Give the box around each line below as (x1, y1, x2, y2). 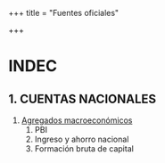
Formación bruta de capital (34, 143, 135, 154)
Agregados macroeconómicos (21, 115, 133, 126)
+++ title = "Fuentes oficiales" (8, 8, 120, 18)
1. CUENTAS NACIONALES (8, 91, 157, 106)
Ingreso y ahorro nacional (34, 134, 129, 144)
